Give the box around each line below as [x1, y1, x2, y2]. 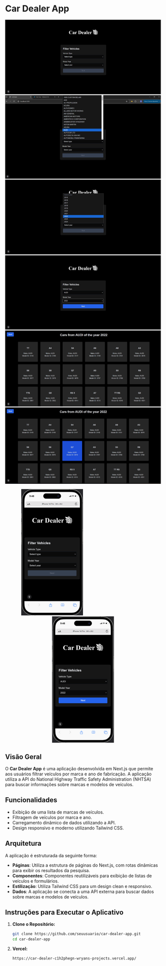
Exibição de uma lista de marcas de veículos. [12, 809, 104, 815]
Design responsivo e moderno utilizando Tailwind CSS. [12, 825, 124, 831]
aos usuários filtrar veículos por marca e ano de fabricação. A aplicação [5, 771, 152, 777]
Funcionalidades [5, 796, 58, 805]
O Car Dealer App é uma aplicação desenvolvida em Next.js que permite [5, 766, 153, 772]
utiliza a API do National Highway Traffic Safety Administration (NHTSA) [5, 776, 152, 782]
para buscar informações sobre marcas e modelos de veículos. [5, 782, 134, 788]
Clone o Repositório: [12, 921, 55, 927]
